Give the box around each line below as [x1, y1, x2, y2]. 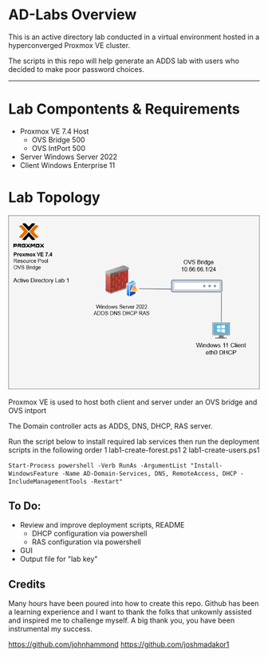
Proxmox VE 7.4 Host [19, 126, 89, 136]
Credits [8, 577, 46, 591]
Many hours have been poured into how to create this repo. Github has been [8, 599, 259, 608]
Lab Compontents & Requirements [8, 100, 241, 118]
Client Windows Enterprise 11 [19, 160, 116, 169]
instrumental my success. [8, 624, 93, 634]
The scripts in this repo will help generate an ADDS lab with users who [8, 56, 239, 66]
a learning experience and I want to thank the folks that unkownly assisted [8, 607, 253, 617]
